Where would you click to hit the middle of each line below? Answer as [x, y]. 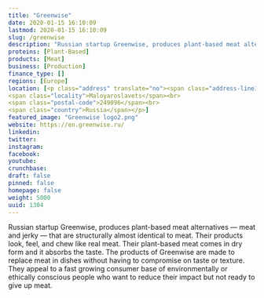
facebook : [24, 154]
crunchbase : [27, 169]
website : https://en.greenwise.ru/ [66, 125]
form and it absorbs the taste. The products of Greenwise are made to [122, 253]
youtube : [22, 162]
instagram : [26, 147]
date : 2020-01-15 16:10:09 [52, 23]
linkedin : [24, 132]
